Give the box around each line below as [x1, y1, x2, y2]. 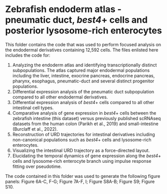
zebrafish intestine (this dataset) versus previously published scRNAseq [12, 115, 161, 121]
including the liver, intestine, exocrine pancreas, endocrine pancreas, [12, 72, 155, 78]
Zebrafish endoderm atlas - [5, 4, 121, 15]
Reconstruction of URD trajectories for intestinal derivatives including [12, 131, 155, 137]
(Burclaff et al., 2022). [12, 126, 58, 132]
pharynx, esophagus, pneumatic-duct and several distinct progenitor [12, 78, 154, 84]
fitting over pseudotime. [12, 163, 62, 169]
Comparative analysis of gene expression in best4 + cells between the [12, 110, 156, 116]
